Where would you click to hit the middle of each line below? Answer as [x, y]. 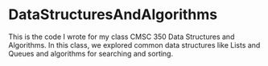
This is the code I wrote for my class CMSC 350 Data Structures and [122, 37]
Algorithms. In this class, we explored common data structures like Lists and [134, 45]
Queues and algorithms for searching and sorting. [91, 53]
